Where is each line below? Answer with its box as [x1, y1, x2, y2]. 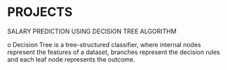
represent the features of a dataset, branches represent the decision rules [7, 48, 220, 56]
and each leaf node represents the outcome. [7, 55, 136, 63]
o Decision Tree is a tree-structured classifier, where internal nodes [7, 40, 201, 49]
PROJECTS [7, 4, 73, 20]
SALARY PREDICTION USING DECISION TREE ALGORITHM [7, 27, 177, 35]
